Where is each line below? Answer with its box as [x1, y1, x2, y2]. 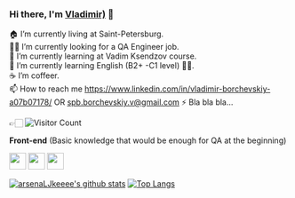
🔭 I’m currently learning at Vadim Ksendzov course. [9, 51, 197, 61]
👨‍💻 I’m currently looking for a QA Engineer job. [9, 42, 179, 52]
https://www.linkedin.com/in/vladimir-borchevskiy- [84, 83, 271, 94]
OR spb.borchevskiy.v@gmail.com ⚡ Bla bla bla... [53, 97, 234, 107]
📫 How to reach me [9, 83, 83, 94]
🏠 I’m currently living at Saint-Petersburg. [9, 28, 164, 39]
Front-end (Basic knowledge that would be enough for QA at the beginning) [9, 135, 287, 146]
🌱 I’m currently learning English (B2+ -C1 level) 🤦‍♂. [9, 60, 195, 71]
